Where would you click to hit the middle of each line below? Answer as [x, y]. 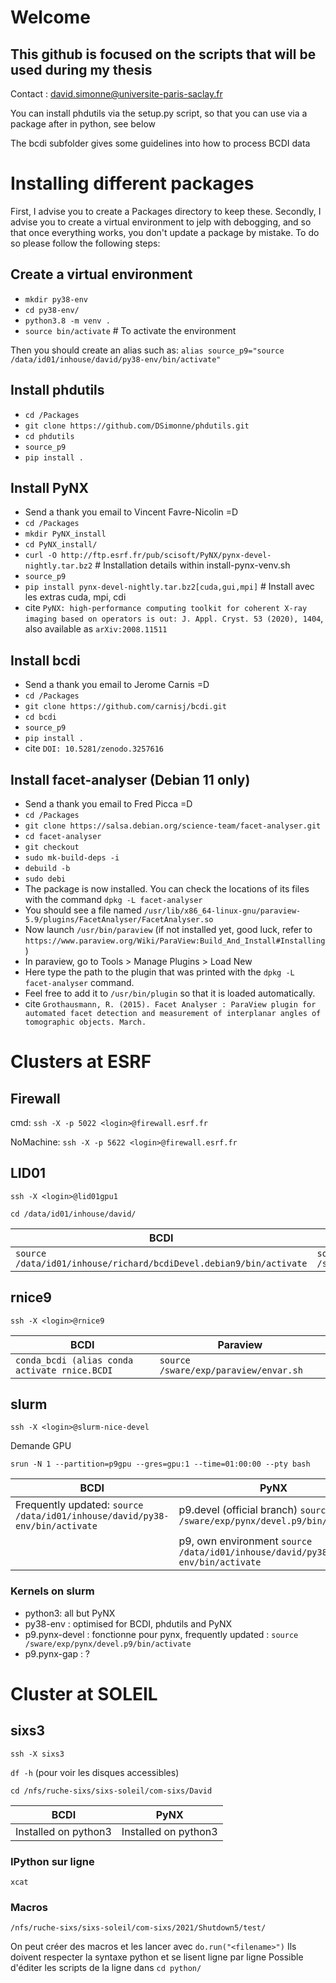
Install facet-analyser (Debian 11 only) [130, 779]
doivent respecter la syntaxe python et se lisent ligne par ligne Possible [157, 1957]
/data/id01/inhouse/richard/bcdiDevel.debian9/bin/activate [161, 1263]
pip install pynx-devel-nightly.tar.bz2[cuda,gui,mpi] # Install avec [169, 587]
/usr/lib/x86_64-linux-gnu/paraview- [222, 911]
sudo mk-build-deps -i [72, 858]
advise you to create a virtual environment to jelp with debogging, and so [161, 222]
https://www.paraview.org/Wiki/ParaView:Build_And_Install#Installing [175, 941]
